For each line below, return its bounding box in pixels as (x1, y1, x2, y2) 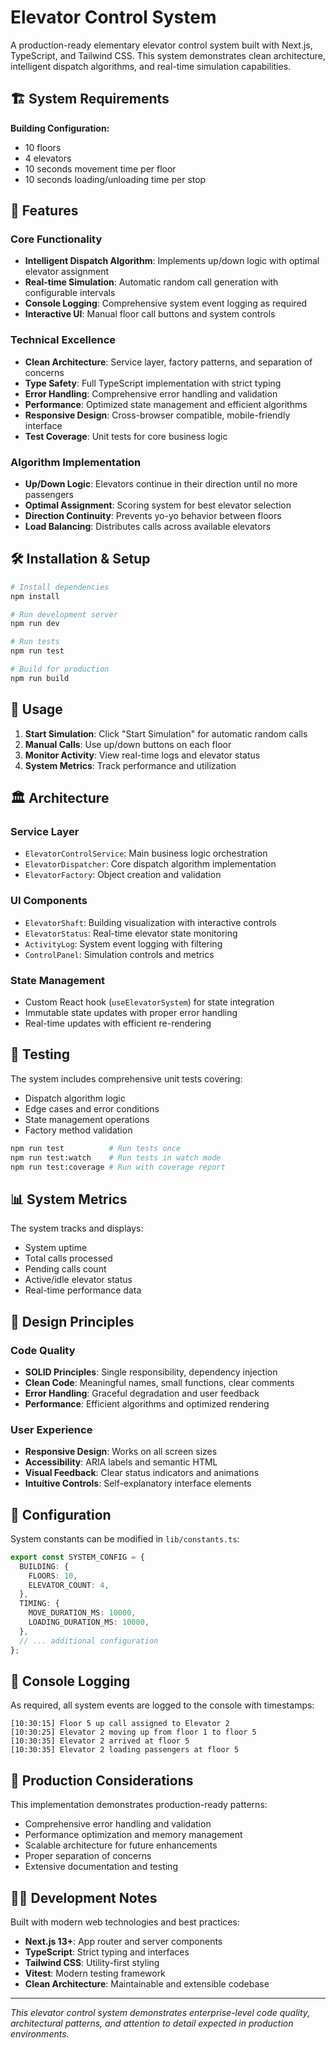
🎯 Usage (10, 701, 63, 718)
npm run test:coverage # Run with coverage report (10, 1162, 226, 1172)
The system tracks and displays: (10, 1222, 144, 1235)
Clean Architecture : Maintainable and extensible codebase (24, 1978, 270, 1990)
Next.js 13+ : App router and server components (24, 1936, 223, 1948)
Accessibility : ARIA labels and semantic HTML (24, 1456, 218, 1468)
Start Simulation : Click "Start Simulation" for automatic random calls (24, 727, 308, 740)
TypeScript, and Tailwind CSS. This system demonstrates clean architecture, (10, 49, 326, 61)
